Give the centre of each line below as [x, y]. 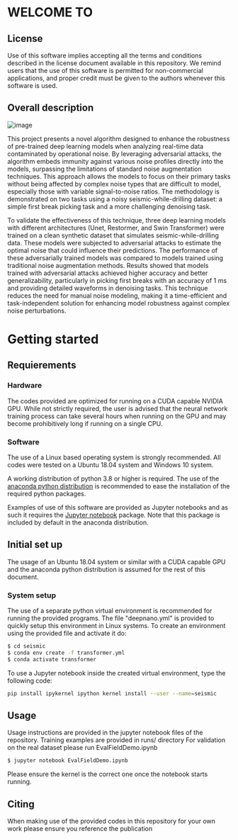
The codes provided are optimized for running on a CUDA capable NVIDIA [115, 401]
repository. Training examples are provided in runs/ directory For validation [116, 740]
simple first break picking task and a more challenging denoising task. [109, 206]
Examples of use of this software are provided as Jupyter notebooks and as [118, 507]
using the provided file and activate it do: [67, 633]
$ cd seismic [27, 646]
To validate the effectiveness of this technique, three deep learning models [117, 220]
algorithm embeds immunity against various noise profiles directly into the [115, 161]
